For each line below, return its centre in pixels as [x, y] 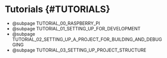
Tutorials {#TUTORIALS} [58, 9]
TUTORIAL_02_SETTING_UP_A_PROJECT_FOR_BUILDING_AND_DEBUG [87, 39]
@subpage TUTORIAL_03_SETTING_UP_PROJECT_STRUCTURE [79, 50]
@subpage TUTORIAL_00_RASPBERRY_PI [56, 23]
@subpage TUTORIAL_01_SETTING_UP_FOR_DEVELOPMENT [76, 28]
